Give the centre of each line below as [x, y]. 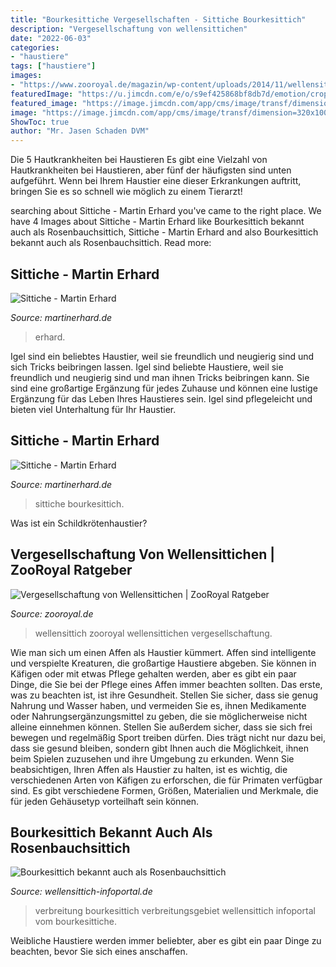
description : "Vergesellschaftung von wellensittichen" [129, 29]
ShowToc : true [40, 122]
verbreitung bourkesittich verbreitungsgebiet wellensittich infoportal [175, 911]
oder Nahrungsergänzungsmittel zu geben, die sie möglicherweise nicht [159, 716]
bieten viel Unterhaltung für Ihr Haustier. [93, 409]
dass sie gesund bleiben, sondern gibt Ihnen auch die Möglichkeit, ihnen [159, 748]
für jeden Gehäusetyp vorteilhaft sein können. [105, 801]
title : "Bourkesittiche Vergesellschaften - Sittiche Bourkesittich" [158, 19]
